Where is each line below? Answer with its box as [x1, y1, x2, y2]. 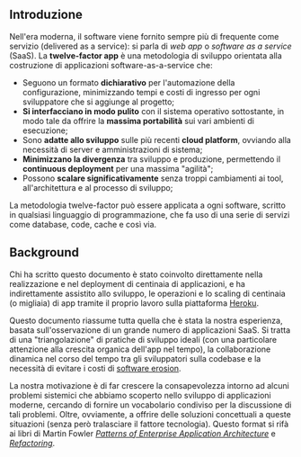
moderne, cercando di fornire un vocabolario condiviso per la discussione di [9, 399, 292, 410]
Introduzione [9, 7, 84, 22]
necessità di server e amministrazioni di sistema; [22, 144, 203, 155]
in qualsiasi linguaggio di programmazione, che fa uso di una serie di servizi [9, 209, 290, 220]
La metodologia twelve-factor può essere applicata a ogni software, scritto [9, 200, 286, 211]
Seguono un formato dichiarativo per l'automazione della [22, 76, 235, 88]
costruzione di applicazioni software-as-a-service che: [9, 59, 213, 70]
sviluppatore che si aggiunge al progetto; [22, 96, 175, 107]
